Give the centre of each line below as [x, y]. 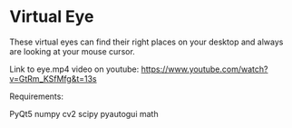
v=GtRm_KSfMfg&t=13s [53, 78]
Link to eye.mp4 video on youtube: [74, 69]
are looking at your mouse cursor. [73, 51]
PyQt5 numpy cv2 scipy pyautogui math [84, 113]
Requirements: [36, 96]
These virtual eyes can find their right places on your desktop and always [146, 42]
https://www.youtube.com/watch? [204, 69]
